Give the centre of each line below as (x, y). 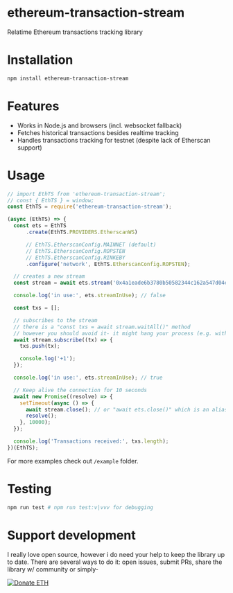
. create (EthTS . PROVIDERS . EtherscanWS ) (81, 232)
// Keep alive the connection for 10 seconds (80, 390)
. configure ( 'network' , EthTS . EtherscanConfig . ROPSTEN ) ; (108, 264)
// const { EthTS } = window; (51, 200)
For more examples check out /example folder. (73, 461)
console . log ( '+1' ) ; (48, 359)
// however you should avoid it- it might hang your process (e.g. (113, 333)
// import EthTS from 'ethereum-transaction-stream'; (87, 194)
